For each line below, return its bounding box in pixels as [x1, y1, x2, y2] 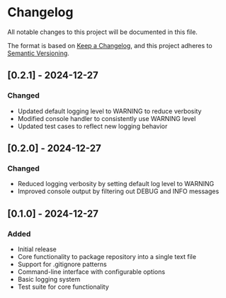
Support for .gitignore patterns [17, 260, 108, 268]
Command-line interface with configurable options [17, 268, 165, 276]
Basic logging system [17, 275, 81, 283]
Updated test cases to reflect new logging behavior [17, 122, 168, 130]
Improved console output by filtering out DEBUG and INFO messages [17, 187, 220, 195]
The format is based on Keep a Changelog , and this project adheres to [7, 41, 213, 50]
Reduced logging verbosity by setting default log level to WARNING [17, 180, 215, 188]
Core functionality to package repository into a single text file [17, 253, 197, 260]
